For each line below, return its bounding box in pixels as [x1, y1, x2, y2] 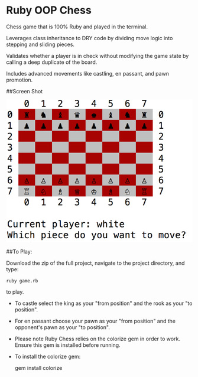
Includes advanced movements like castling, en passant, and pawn [6, 70, 170, 77]
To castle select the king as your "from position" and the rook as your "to [14, 300, 193, 307]
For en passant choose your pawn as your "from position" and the [14, 317, 176, 325]
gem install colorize [14, 365, 63, 372]
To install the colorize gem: [14, 353, 81, 360]
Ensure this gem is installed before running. [14, 342, 121, 349]
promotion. [6, 76, 33, 83]
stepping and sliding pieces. [6, 41, 75, 48]
